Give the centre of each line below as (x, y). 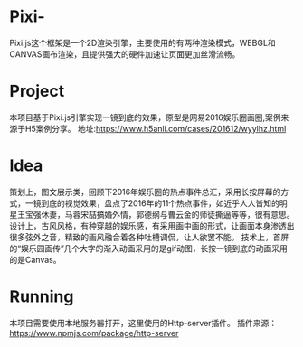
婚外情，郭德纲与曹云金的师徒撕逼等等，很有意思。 (199, 214)
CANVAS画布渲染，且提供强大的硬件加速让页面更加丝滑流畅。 (125, 54)
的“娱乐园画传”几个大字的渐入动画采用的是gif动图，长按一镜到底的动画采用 (148, 248)
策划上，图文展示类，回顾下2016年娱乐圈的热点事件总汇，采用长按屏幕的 (145, 192)
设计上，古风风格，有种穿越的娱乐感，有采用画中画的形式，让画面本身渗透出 (152, 225)
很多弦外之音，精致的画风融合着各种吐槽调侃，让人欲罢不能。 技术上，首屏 (149, 237)
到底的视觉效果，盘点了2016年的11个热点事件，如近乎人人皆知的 (160, 203)
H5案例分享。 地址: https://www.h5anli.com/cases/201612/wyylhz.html (156, 128)
